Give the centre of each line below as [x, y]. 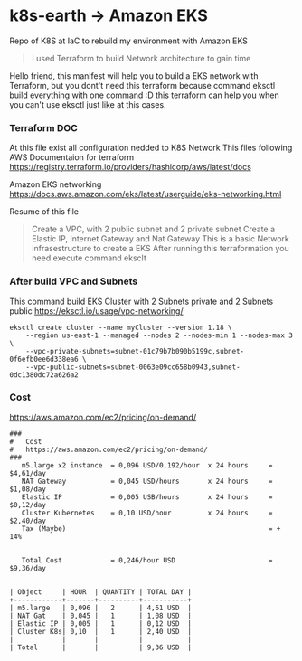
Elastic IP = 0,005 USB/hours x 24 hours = [147, 497]
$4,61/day [28, 473]
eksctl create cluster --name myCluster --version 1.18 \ [121, 327]
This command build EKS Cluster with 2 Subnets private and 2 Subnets [142, 301]
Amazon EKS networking [56, 184]
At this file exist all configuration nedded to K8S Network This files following [151, 148]
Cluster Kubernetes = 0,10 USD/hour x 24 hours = [147, 513]
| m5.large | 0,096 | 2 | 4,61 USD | [101, 608]
